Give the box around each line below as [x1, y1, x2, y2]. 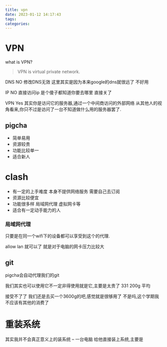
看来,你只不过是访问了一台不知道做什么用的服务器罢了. [9, 107, 122, 113]
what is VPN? [5, 59, 33, 65]
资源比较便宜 [12, 195, 39, 201]
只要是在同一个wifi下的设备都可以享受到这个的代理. [5, 233, 110, 239]
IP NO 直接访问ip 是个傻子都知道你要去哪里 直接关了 [5, 90, 112, 96]
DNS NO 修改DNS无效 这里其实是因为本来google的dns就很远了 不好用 [5, 79, 149, 85]
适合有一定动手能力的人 [12, 207, 61, 213]
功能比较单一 [12, 147, 39, 153]
